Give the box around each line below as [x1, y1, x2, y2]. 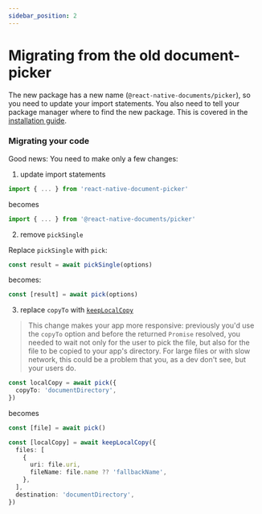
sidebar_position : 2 [8, 11, 78, 20]
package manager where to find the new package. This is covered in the [8, 107, 248, 116]
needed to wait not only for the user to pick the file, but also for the [27, 338, 251, 348]
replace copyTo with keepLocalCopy [19, 305, 134, 315]
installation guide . [8, 116, 67, 125]
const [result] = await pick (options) [8, 291, 138, 299]
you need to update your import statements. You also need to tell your [8, 98, 239, 108]
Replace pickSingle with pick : [8, 245, 108, 255]
